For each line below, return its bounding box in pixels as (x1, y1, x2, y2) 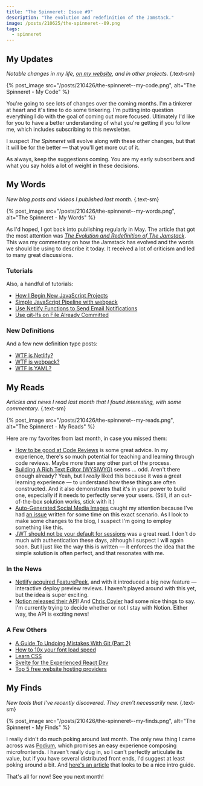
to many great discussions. (6, 251, 74, 258)
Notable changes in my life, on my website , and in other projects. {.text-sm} (6, 70, 195, 77)
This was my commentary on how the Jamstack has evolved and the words (6, 238, 194, 245)
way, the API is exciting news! (14, 610, 89, 618)
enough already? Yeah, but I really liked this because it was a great (14, 472, 182, 479)
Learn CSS (14, 652, 42, 659)
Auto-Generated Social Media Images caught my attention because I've (14, 504, 193, 512)
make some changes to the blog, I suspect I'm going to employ (14, 518, 172, 525)
